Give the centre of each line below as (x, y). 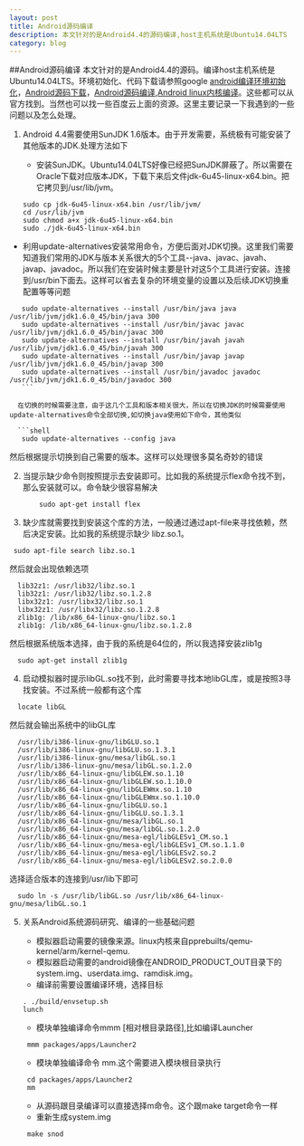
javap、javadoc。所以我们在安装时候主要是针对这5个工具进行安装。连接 (157, 269)
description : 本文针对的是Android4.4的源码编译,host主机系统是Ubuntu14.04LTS (148, 34)
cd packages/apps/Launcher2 (80, 1080)
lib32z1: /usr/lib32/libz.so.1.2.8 (85, 594)
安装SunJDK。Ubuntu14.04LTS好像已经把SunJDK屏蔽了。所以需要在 (164, 165)
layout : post (34, 18)
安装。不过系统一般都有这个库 (86, 690)
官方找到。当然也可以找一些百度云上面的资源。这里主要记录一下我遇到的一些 (152, 104)
